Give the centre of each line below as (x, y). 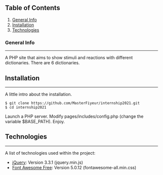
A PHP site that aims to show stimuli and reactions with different (69, 58)
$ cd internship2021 (26, 107)
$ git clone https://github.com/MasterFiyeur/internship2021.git (72, 103)
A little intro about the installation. (39, 94)
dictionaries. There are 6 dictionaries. (42, 63)
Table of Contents (33, 8)
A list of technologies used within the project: (50, 153)
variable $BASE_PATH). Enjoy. (35, 121)
